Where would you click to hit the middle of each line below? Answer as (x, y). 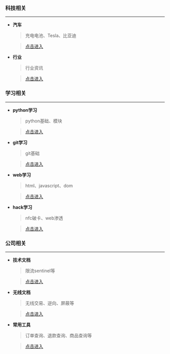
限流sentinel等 (40, 271)
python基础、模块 (44, 121)
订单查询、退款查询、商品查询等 (58, 335)
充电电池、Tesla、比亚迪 (51, 36)
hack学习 (22, 207)
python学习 (25, 110)
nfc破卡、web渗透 (44, 218)
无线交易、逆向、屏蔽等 (50, 303)
